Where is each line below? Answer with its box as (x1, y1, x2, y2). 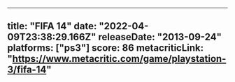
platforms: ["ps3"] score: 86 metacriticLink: (7, 42, 204, 54)
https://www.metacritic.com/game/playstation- (12, 53, 227, 65)
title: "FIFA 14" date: (7, 20, 97, 32)
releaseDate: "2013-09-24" (98, 31, 222, 43)
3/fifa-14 (7, 64, 47, 76)
